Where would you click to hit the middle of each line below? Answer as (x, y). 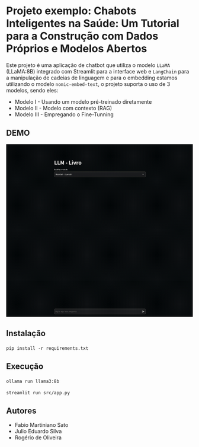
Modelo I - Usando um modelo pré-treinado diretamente (83, 101)
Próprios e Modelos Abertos (77, 49)
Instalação (26, 333)
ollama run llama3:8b (33, 381)
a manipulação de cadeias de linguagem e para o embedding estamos (92, 78)
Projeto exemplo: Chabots (71, 11)
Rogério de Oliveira (38, 438)
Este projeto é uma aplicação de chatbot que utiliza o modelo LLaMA (88, 65)
